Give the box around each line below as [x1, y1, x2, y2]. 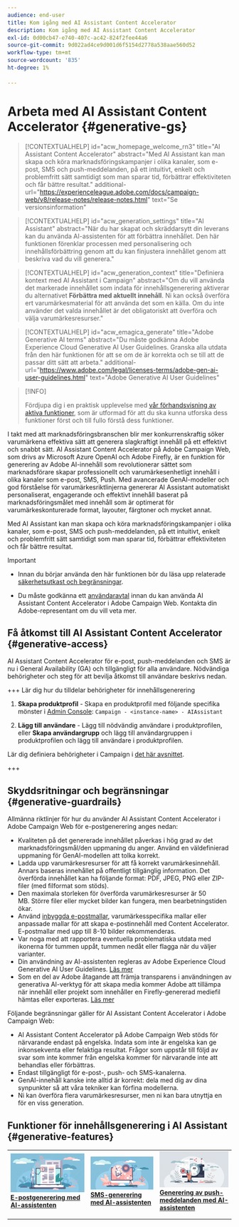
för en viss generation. [17, 1099, 84, 1107]
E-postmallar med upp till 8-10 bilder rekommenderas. [17, 927, 176, 936]
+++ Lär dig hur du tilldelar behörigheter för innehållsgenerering [7, 686, 196, 695]
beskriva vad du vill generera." [24, 254, 115, 263]
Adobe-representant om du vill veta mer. [17, 606, 137, 615]
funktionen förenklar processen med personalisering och [24, 239, 192, 248]
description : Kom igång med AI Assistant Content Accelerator [7, 26, 196, 34]
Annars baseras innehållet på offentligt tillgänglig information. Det [17, 867, 211, 875]
